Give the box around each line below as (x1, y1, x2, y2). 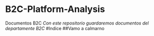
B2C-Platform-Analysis (5, 3, 105, 15)
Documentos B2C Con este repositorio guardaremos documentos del (5, 20, 149, 26)
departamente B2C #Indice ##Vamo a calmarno (5, 25, 105, 31)
